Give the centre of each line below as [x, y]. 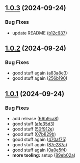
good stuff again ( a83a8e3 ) [40, 73]
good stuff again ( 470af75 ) [40, 139]
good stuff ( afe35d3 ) [33, 124]
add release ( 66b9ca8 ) [35, 119]
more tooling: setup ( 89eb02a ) [44, 155]
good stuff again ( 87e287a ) [40, 145]
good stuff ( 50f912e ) [33, 129]
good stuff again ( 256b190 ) [40, 78]
